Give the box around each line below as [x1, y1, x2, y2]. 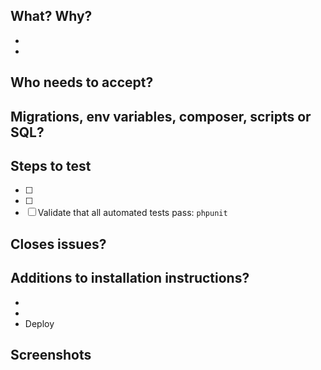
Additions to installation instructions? [10, 270, 250, 287]
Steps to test [10, 157, 92, 174]
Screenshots [10, 347, 92, 363]
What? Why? [10, 8, 93, 25]
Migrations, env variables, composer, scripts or [10, 108, 312, 125]
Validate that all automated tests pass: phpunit [37, 207, 228, 219]
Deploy [24, 317, 55, 329]
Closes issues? [10, 235, 107, 253]
